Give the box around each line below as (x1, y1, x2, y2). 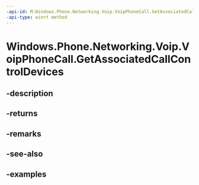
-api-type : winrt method (6, 14, 68, 20)
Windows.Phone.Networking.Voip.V (6, 40, 190, 53)
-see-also (6, 149, 43, 159)
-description (6, 88, 53, 98)
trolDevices (6, 65, 64, 78)
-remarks (6, 129, 41, 139)
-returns (6, 109, 38, 119)
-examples (6, 169, 47, 179)
